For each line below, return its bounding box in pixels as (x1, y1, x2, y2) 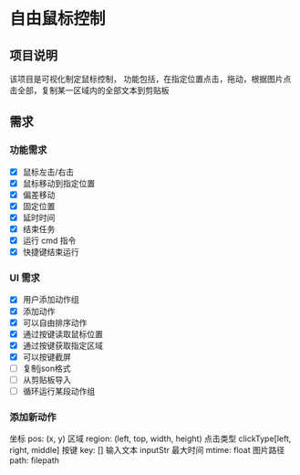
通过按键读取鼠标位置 (22, 328, 103, 339)
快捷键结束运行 (22, 247, 79, 258)
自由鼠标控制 (9, 8, 107, 29)
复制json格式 (22, 363, 71, 374)
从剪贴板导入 (22, 374, 71, 385)
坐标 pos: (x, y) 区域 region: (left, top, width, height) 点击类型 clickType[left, (9, 433, 292, 444)
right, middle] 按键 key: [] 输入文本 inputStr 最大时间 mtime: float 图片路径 (9, 445, 285, 456)
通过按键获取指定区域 (22, 340, 103, 351)
